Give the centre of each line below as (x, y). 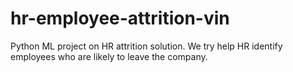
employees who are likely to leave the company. (109, 56)
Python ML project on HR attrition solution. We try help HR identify (146, 46)
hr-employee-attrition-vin (120, 18)
